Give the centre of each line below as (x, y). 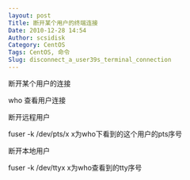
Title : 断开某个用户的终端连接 (53, 23)
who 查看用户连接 (37, 100)
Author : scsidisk (37, 38)
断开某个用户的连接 (40, 83)
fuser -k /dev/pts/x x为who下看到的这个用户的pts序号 (95, 134)
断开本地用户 (29, 151)
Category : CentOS (37, 45)
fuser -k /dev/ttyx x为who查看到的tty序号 (75, 167)
